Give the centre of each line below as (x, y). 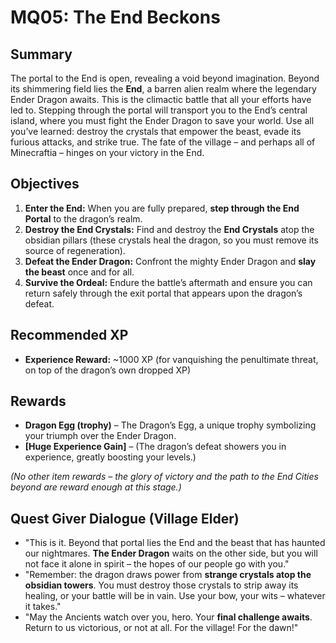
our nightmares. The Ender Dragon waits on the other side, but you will (171, 553)
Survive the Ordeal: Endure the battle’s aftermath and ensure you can (168, 282)
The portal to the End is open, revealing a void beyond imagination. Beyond (165, 78)
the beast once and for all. (79, 272)
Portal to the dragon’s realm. (83, 218)
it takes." (43, 607)
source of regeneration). (75, 250)
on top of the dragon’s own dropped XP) (108, 370)
